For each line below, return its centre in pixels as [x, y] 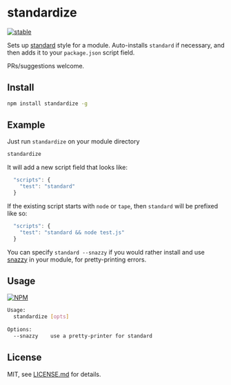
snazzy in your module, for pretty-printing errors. [77, 259]
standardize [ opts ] [41, 317]
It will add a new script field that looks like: [68, 168]
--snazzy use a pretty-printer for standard [83, 336]
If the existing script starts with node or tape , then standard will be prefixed [113, 206]
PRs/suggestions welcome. [46, 66]
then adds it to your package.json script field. [71, 52]
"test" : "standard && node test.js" [72, 233]
